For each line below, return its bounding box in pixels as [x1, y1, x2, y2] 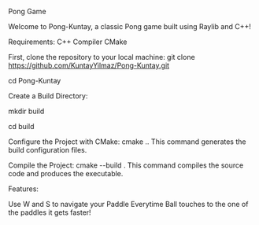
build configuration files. [8, 146, 87, 154]
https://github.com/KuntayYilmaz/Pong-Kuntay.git [8, 61, 170, 70]
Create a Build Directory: [8, 91, 88, 101]
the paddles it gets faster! [8, 208, 92, 217]
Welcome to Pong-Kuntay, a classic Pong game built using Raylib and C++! [8, 22, 252, 31]
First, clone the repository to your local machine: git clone [8, 53, 195, 61]
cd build [8, 122, 35, 131]
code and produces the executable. [8, 169, 124, 178]
